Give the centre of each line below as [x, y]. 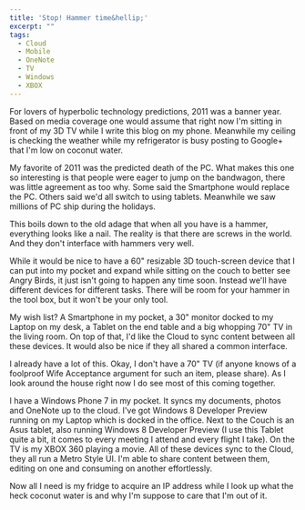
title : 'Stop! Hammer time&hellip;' [79, 18]
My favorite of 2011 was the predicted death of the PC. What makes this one [152, 167]
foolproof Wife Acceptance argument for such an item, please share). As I [148, 373]
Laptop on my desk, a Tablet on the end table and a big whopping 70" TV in [151, 326]
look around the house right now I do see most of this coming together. [142, 383]
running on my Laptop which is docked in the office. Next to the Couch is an [152, 420]
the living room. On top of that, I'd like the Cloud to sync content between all [152, 336]
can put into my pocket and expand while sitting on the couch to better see [150, 270]
